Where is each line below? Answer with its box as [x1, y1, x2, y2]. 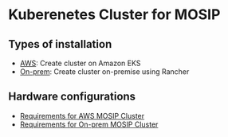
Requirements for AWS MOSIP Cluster [19, 111, 145, 120]
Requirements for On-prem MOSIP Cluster [19, 119, 159, 129]
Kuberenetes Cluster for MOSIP [8, 6, 221, 24]
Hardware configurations [8, 90, 136, 104]
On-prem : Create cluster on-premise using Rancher [19, 67, 190, 76]
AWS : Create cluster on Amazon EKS [19, 58, 141, 68]
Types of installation [8, 37, 112, 51]
